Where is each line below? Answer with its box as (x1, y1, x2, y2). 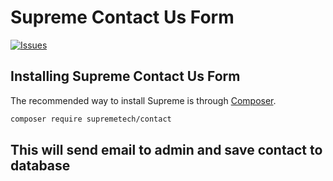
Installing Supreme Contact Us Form (10, 68, 241, 85)
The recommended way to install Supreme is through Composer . (10, 94, 277, 106)
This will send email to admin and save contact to (10, 142, 323, 159)
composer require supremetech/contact (10, 114, 172, 124)
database (10, 157, 71, 175)
